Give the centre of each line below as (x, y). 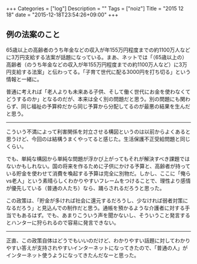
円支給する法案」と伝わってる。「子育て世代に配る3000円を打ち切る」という (98, 72)
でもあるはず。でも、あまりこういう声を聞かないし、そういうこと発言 (96, 215)
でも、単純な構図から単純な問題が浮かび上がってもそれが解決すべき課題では (98, 158)
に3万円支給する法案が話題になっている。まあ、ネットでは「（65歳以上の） (97, 57)
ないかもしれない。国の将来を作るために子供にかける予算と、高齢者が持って (98, 166)
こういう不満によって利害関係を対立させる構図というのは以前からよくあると (98, 131)
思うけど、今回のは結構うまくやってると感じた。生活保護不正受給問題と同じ (98, 139)
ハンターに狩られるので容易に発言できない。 (65, 222)
